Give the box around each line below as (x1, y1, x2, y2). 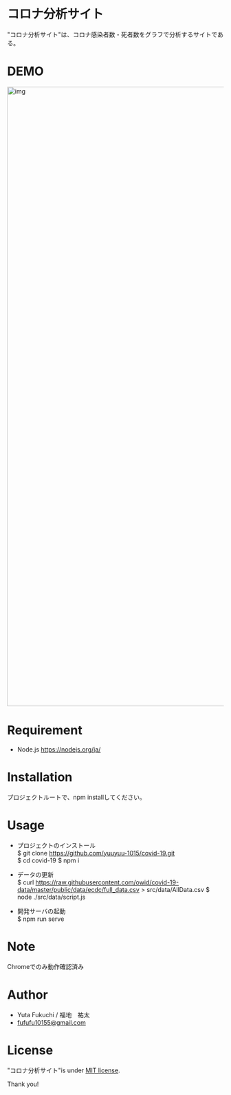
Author (7, 987, 48, 1002)
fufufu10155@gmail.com (16, 1018, 86, 1026)
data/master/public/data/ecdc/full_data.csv (16, 885, 140, 893)
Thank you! (7, 1080, 39, 1088)
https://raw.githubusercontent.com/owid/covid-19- (35, 878, 179, 886)
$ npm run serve (16, 915, 65, 923)
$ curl (16, 878, 34, 886)
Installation (7, 769, 73, 785)
